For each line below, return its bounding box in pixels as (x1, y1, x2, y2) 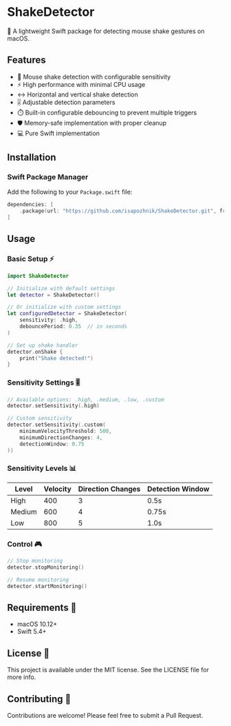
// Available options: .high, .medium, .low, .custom (7, 396, 165, 403)
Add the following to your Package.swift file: (7, 188, 133, 196)
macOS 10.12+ (16, 620, 58, 628)
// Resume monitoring (7, 576, 69, 583)
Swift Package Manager (7, 172, 89, 182)
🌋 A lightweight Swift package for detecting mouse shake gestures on (7, 27, 205, 35)
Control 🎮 (7, 539, 43, 549)
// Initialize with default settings (7, 285, 115, 292)
